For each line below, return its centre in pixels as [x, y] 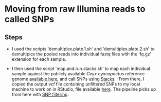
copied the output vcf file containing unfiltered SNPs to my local [76, 84]
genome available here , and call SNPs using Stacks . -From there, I [78, 79]
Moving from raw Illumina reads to [75, 9]
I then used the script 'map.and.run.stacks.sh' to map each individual [81, 68]
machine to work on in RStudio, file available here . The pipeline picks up [84, 89]
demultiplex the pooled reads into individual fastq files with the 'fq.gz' [81, 54]
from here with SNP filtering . [40, 94]
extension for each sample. [39, 59]
